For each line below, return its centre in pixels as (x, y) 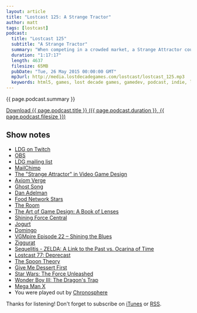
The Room (27, 205)
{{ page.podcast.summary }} (41, 99)
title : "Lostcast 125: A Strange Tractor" (59, 17)
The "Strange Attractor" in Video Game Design (71, 174)
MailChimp (28, 168)
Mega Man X (30, 286)
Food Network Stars (39, 199)
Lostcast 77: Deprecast (43, 255)
